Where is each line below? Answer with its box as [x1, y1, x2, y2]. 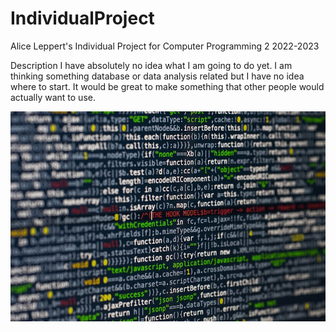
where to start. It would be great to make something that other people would [10, 80, 325, 92]
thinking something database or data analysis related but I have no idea [10, 70, 305, 82]
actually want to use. [10, 91, 96, 103]
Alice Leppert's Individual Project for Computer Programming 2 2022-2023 [10, 40, 320, 52]
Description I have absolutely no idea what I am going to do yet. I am [10, 59, 293, 71]
